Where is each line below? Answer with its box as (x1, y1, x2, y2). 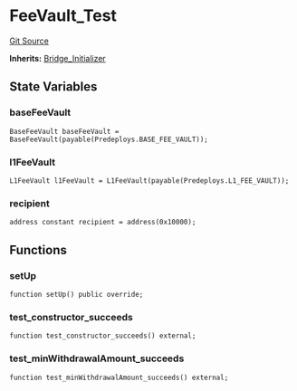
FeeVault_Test (9, 5, 118, 26)
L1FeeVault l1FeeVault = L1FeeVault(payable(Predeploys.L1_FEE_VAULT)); (9, 176, 290, 186)
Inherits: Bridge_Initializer (9, 52, 106, 63)
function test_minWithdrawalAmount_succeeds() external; (9, 373, 229, 382)
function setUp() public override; (9, 290, 144, 299)
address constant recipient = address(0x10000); (9, 218, 196, 227)
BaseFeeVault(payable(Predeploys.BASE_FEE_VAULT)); (9, 135, 208, 144)
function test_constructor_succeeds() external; (9, 331, 196, 340)
